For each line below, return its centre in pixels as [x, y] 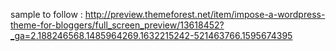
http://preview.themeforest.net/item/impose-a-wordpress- [205, 14]
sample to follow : [46, 14]
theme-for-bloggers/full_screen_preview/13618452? [117, 25]
